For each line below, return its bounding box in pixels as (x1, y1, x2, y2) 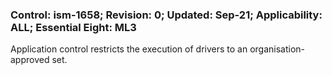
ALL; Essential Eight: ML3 (10, 20, 137, 34)
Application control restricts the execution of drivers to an (10, 43, 248, 55)
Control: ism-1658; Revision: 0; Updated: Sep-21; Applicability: (10, 8, 323, 22)
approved (10, 54, 50, 66)
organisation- (249, 43, 305, 55)
